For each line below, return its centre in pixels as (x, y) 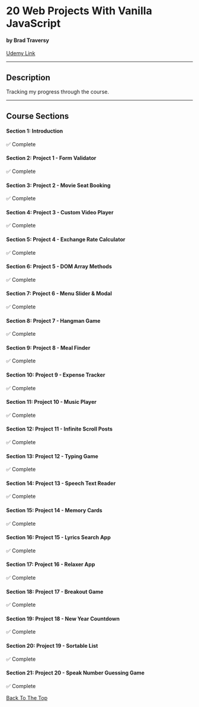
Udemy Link (21, 53)
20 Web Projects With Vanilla (79, 11)
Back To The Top (27, 698)
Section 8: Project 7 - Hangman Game (53, 320)
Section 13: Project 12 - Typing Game (52, 456)
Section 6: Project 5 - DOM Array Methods (59, 266)
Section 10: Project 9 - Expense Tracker (56, 375)
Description (28, 77)
